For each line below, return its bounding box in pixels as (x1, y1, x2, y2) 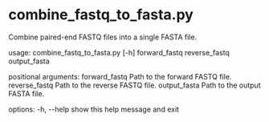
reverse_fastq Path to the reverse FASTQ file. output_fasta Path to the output (8, 80, 261, 90)
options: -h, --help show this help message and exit (8, 104, 179, 114)
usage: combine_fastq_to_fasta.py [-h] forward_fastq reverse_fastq (8, 47, 230, 57)
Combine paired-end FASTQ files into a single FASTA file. (8, 32, 198, 42)
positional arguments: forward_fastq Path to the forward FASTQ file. (8, 71, 232, 81)
